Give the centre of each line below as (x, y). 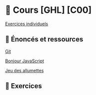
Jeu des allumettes (24, 70)
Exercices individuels (27, 24)
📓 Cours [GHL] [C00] (48, 10)
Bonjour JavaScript (25, 61)
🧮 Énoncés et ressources (44, 39)
